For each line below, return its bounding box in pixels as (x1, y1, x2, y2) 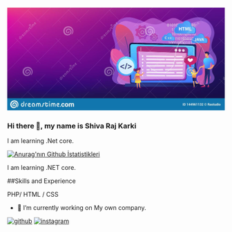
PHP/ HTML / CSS (7, 191, 59, 199)
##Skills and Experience (7, 177, 76, 185)
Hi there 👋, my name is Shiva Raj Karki (7, 121, 137, 130)
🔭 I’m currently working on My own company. (17, 204, 146, 212)
